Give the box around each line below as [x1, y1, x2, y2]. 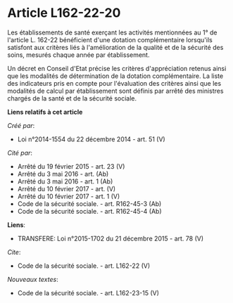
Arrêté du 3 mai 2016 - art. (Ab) [17, 169, 109, 178]
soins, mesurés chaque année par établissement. [7, 51, 150, 59]
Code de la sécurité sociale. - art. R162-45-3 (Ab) [17, 199, 162, 208]
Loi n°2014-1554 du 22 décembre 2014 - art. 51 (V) [17, 135, 165, 143]
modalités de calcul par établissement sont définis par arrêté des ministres [7, 86, 224, 95]
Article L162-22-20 [7, 5, 121, 21]
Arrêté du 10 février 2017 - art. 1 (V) [17, 192, 120, 200]
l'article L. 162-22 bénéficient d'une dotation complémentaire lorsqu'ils [7, 35, 213, 44]
